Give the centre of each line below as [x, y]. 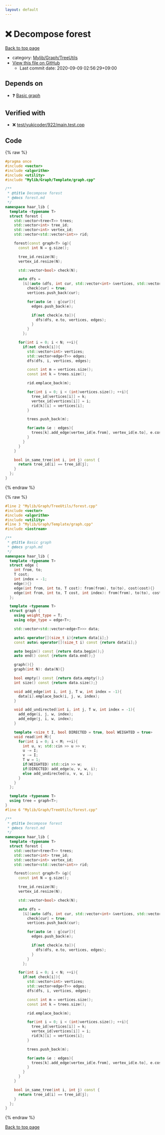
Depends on [24, 83]
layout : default [22, 10]
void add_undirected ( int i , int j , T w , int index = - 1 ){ [74, 710]
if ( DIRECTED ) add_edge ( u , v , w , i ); [60, 769]
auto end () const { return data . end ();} [55, 656]
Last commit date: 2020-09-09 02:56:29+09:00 [68, 68]
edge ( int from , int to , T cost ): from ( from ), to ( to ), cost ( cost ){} [84, 588]
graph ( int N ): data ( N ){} [39, 669]
